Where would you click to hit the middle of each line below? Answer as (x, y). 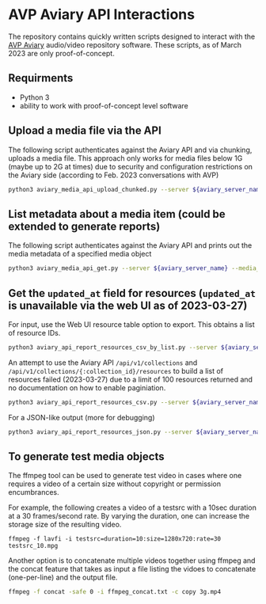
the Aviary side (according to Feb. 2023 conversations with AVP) (114, 175)
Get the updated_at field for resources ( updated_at (132, 293)
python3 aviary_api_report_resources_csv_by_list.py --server (113, 347)
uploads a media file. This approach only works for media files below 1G (125, 158)
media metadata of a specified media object (80, 254)
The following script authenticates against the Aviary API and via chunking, (130, 150)
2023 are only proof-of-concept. (61, 53)
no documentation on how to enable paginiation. (87, 387)
